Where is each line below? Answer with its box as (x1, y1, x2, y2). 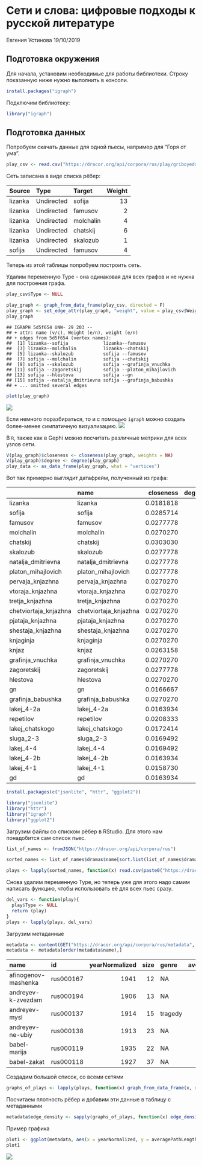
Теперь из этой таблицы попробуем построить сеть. (6, 261, 141, 269)
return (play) (11, 908, 47, 914)
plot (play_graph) (6, 393, 50, 399)
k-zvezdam (9, 996, 43, 1004)
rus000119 (50, 1044, 84, 1052)
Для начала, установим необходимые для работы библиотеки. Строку (6, 70, 188, 77)
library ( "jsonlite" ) (6, 800, 58, 806)
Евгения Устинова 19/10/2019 (6, 36, 81, 43)
